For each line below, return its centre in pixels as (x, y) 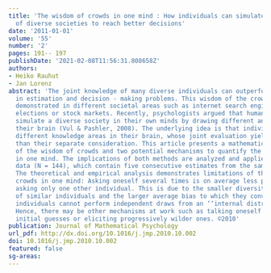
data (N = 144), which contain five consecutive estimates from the (133, 166)
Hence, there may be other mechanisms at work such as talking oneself (139, 211)
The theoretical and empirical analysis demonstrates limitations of (135, 174)
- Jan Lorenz (30, 83)
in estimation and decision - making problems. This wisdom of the (131, 99)
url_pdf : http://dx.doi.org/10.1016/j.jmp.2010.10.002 (102, 234)
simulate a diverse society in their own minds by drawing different (135, 121)
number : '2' (28, 46)
